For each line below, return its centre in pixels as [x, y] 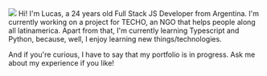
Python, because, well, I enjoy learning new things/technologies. [115, 39]
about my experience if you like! [62, 63]
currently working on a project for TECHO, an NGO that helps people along [132, 22]
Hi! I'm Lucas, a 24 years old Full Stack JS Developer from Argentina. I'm [139, 14]
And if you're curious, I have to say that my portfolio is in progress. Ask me [132, 54]
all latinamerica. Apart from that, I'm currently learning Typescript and [124, 30]
